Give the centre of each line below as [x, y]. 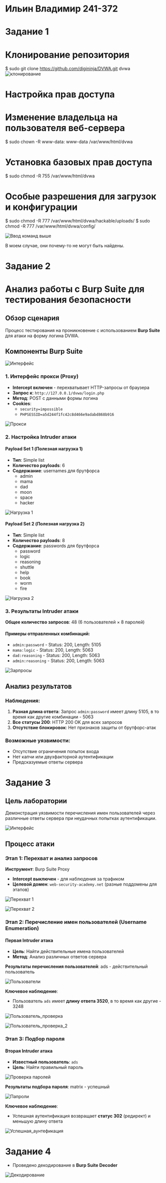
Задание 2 [28, 266]
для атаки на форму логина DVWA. [42, 336]
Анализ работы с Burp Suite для [75, 289]
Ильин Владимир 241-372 [62, 9]
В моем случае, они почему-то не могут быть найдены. [65, 246]
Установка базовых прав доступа [79, 162]
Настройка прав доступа [60, 94]
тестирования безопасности [68, 300]
